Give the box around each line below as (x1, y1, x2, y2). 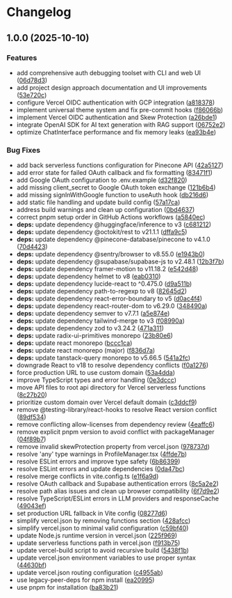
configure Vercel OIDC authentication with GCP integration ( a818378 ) (16, 98, 215, 107)
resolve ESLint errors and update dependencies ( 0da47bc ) (16, 465, 185, 473)
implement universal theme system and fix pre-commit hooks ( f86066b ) (16, 105, 224, 114)
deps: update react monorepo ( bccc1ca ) (16, 339, 133, 347)
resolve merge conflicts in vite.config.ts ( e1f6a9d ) (16, 472, 159, 481)
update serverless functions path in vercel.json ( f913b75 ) (16, 539, 181, 547)
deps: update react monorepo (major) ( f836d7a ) (16, 346, 156, 355)
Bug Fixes (6, 145, 41, 155)
